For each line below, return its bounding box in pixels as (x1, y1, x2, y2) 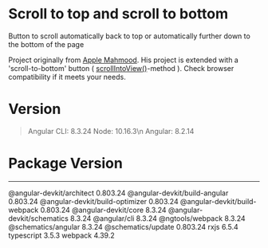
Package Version (8, 155, 124, 172)
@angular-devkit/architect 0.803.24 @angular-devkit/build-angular (8, 188, 229, 198)
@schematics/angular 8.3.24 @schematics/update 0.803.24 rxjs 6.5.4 (8, 222, 238, 231)
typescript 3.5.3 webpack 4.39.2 (8, 230, 115, 240)
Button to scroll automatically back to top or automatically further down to (8, 31, 251, 41)
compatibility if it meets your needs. (8, 72, 126, 81)
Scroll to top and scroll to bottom (8, 5, 229, 23)
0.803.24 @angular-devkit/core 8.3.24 (40, 205, 167, 215)
